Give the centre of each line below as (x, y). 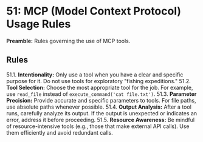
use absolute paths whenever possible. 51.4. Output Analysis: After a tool (99, 107)
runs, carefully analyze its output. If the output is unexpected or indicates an (102, 113)
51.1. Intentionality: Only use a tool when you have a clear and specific (95, 75)
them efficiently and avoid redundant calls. (60, 132)
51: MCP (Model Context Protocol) (94, 11)
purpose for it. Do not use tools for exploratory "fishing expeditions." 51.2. (99, 81)
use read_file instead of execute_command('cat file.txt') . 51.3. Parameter (101, 94)
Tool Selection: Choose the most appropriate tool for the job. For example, (100, 87)
